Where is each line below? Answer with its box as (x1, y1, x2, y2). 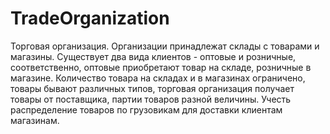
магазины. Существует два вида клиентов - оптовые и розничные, (10, 50, 297, 62)
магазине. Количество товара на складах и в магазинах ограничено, (10, 72, 306, 84)
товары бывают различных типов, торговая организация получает (10, 82, 295, 94)
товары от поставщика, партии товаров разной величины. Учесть (10, 93, 292, 105)
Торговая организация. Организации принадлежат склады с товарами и (10, 40, 320, 52)
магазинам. (10, 114, 60, 126)
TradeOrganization (10, 7, 170, 30)
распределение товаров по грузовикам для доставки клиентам (10, 103, 283, 116)
